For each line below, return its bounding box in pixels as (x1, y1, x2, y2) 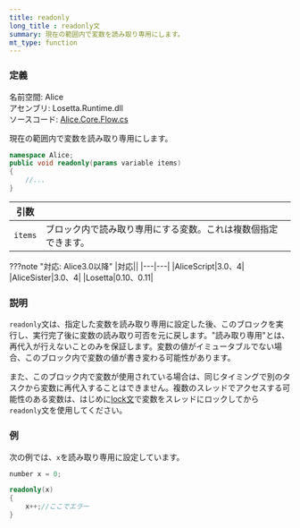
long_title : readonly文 (9, 21, 101, 30)
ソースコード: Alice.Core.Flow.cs (9, 114, 129, 124)
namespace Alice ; (9, 150, 74, 159)
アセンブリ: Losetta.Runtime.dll (9, 102, 123, 113)
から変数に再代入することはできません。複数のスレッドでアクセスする (24, 382, 283, 394)
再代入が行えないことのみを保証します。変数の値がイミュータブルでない (9, 341, 275, 352)
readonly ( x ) (9, 485, 54, 495)
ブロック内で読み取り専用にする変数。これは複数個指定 (45, 223, 279, 235)
